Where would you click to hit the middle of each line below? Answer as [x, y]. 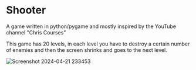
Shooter [26, 10]
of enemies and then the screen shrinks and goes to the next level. [87, 50]
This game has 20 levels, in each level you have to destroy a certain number [98, 44]
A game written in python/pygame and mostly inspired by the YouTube [91, 26]
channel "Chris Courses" [36, 32]
